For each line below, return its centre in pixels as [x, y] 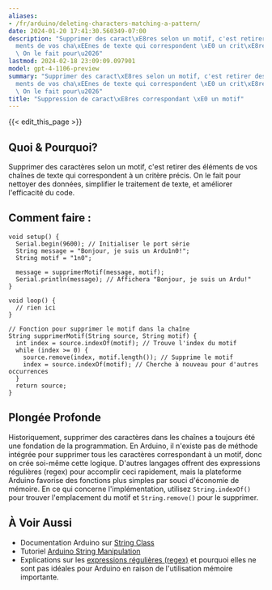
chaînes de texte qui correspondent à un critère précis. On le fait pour [125, 176]
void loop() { [32, 301]
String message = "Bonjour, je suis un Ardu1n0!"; [103, 251]
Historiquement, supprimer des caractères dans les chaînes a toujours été [132, 437]
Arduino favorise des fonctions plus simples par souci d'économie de [124, 480]
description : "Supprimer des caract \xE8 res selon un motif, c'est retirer [137, 38]
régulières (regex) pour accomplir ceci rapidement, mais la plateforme [125, 472]
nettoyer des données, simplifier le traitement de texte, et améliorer [121, 184]
